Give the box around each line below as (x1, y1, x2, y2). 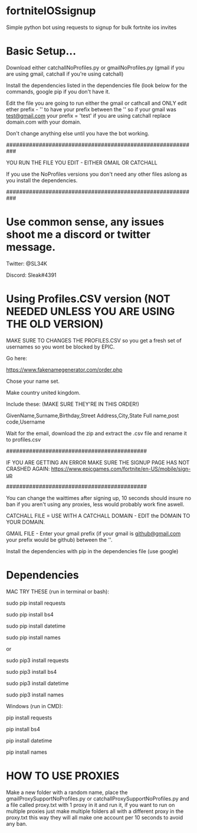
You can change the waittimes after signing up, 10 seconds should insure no (6, 494, 192, 501)
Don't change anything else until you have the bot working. (6, 130, 149, 137)
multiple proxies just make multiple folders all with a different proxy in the (6, 808, 184, 815)
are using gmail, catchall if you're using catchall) (6, 70, 124, 78)
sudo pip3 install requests (6, 657, 69, 664)
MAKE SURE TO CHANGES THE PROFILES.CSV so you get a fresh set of (6, 337, 182, 344)
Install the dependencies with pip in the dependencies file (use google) (6, 547, 179, 554)
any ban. (6, 820, 28, 827)
